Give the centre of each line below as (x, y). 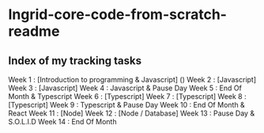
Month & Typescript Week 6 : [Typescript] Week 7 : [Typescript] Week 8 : (127, 96)
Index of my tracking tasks (75, 61)
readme (34, 31)
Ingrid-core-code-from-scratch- (118, 15)
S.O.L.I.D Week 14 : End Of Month (62, 122)
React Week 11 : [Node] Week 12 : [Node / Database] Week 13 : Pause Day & (132, 113)
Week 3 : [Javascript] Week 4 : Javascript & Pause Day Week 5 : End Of (125, 88)
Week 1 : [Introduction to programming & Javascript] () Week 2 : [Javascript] (132, 80)
